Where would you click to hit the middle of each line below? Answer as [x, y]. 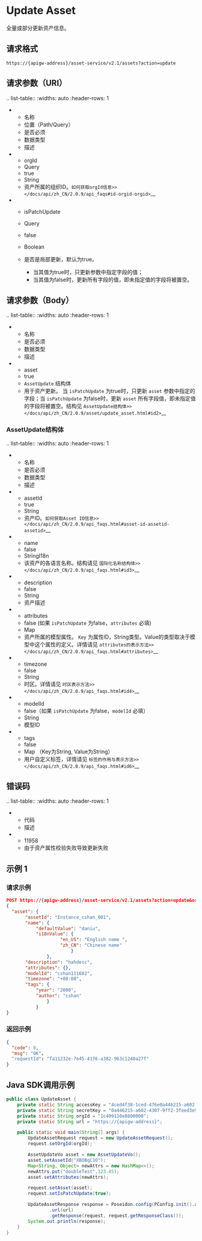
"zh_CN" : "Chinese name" [91, 945]
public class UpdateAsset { [41, 1099]
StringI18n [36, 555]
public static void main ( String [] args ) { [71, 1132]
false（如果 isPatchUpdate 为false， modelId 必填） [86, 710]
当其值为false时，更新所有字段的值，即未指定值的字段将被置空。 [113, 279]
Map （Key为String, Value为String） [69, 751]
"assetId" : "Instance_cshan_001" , [68, 917]
